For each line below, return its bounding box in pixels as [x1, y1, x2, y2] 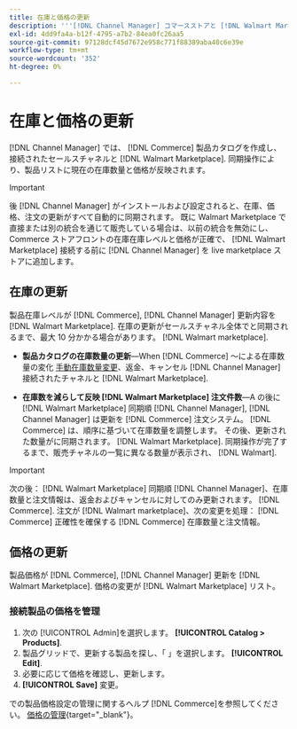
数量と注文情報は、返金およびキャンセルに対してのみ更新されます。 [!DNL [9, 494, 280, 505]
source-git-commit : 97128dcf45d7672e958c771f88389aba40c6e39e [9, 37, 244, 47]
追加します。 [32, 255, 79, 266]
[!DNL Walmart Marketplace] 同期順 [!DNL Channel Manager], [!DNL [21, 403, 270, 413]
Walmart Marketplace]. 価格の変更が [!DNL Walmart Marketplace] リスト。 [9, 581, 281, 592]
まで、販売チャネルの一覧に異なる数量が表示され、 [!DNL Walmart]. [29, 447, 277, 458]
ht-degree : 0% [9, 63, 62, 72]
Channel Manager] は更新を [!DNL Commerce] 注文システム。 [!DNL [21, 413, 272, 424]
